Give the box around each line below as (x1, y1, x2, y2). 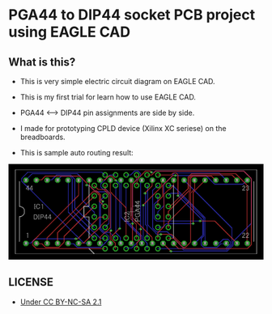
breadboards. (19, 132, 66, 142)
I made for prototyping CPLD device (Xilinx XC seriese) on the (19, 124, 227, 133)
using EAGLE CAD (8, 23, 131, 41)
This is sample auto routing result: (19, 148, 134, 157)
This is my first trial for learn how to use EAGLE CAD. (19, 92, 197, 102)
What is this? (8, 55, 76, 69)
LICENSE (8, 275, 54, 289)
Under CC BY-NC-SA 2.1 (19, 297, 102, 307)
